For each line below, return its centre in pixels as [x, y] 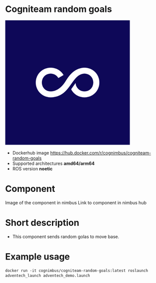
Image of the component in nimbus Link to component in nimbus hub [76, 202]
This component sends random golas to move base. [66, 236]
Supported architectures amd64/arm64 [53, 163]
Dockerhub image [31, 152]
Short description [42, 223]
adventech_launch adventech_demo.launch [48, 276]
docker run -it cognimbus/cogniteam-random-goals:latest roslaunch [77, 271]
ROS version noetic [32, 168]
